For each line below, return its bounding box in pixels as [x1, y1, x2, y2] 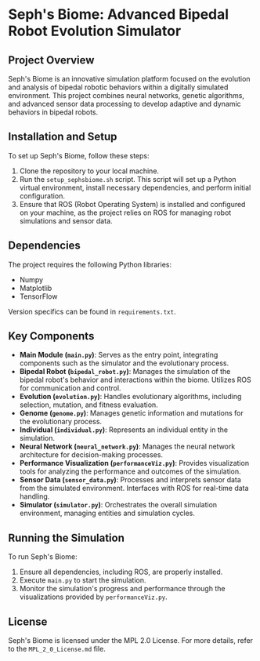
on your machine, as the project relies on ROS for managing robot [19, 208, 232, 217]
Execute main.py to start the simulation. [19, 576, 146, 585]
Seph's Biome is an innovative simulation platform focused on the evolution [8, 74, 251, 83]
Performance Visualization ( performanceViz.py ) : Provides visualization [19, 459, 249, 468]
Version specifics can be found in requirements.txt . [8, 307, 176, 316]
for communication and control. [19, 383, 121, 393]
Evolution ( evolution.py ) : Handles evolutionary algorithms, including [19, 392, 242, 401]
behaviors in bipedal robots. [8, 107, 99, 117]
